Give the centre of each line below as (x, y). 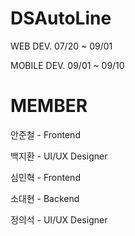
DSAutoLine (61, 18)
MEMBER (49, 106)
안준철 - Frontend (45, 134)
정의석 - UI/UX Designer (59, 219)
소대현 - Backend (45, 198)
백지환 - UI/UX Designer (59, 156)
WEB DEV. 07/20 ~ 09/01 (61, 46)
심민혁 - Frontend (45, 177)
